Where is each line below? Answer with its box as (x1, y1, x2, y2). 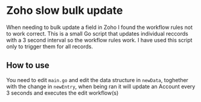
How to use (6, 60, 49, 71)
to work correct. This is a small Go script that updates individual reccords (6, 30, 188, 37)
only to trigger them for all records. (6, 43, 94, 50)
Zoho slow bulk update (6, 4, 123, 18)
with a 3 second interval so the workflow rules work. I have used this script (6, 36, 193, 43)
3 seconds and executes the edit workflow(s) (6, 89, 119, 97)
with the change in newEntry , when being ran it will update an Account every (6, 83, 196, 90)
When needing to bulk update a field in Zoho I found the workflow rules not (6, 24, 193, 31)
